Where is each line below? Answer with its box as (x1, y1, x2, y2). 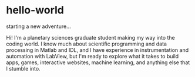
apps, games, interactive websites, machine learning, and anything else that (6, 59, 190, 66)
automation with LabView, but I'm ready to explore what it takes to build (6, 52, 179, 60)
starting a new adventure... (6, 23, 72, 30)
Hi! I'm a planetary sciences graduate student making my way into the (6, 34, 175, 41)
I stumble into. (6, 65, 41, 72)
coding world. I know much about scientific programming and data (6, 40, 167, 47)
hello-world (6, 3, 65, 17)
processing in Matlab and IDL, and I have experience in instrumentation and (6, 46, 189, 53)
